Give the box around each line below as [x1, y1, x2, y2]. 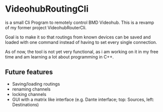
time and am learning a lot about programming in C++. [5, 54, 114, 59]
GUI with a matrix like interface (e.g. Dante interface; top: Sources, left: [12, 96, 154, 102]
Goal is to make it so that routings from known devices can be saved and [5, 34, 151, 40]
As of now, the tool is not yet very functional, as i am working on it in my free [5, 49, 159, 55]
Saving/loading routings [12, 81, 60, 87]
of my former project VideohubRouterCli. [5, 24, 87, 30]
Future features [5, 68, 53, 76]
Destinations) [12, 101, 39, 108]
